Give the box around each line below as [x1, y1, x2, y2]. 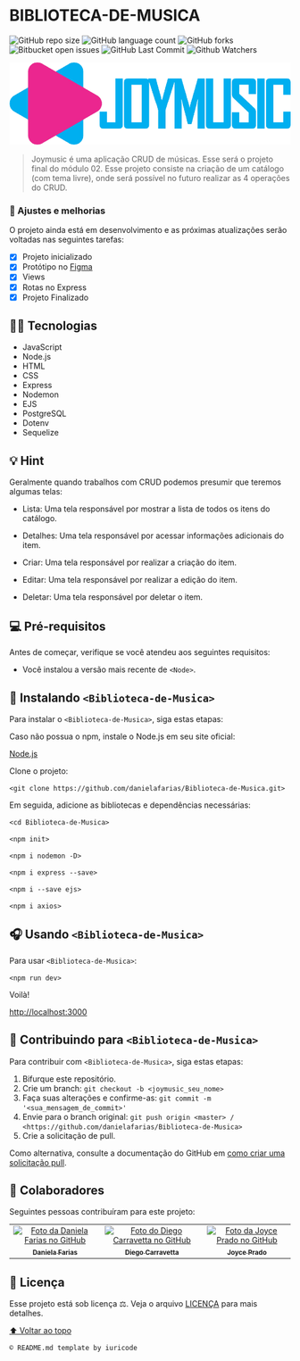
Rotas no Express [21, 282, 87, 293]
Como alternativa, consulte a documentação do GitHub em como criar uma [9, 1148, 286, 1158]
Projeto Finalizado [21, 292, 89, 303]
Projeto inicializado [21, 252, 93, 262]
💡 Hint [9, 452, 45, 469]
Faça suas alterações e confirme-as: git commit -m [21, 1092, 212, 1103]
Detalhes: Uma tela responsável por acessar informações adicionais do [21, 530, 284, 541]
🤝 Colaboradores [9, 1183, 105, 1198]
